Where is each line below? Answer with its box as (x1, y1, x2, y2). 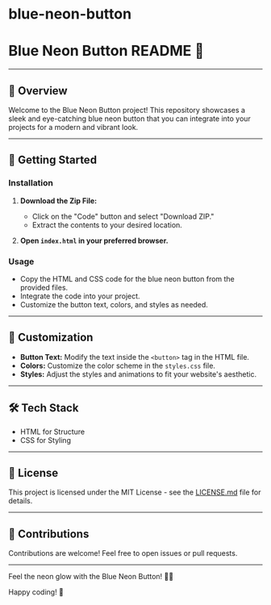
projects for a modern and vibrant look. (8, 122, 139, 131)
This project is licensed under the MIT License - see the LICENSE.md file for (8, 487, 261, 497)
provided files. (19, 282, 69, 292)
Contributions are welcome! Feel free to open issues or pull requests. (8, 549, 238, 558)
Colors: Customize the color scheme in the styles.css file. (19, 361, 216, 370)
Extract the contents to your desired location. (31, 219, 183, 230)
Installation (8, 177, 54, 189)
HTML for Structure (19, 427, 85, 436)
